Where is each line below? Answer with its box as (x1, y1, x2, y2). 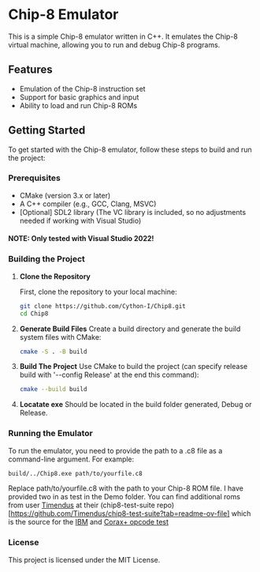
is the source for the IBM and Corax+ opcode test (8, 517, 169, 527)
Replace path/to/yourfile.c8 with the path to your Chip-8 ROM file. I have (8, 484, 244, 493)
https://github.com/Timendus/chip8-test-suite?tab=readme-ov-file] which (10, 509, 251, 518)
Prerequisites (8, 172, 61, 183)
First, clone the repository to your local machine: (19, 287, 177, 296)
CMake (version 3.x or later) (19, 190, 111, 200)
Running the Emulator (8, 428, 93, 439)
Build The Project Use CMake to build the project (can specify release (19, 362, 248, 371)
